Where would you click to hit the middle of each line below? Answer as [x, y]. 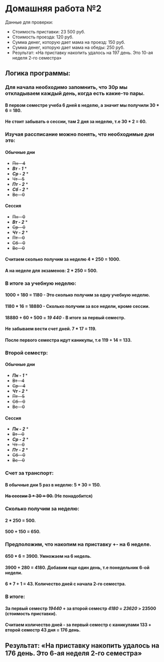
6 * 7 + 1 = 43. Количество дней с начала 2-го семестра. [66, 584]
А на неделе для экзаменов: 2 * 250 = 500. [51, 271]
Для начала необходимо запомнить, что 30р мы [66, 88]
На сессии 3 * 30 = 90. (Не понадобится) [49, 496]
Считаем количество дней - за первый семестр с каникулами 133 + [78, 625]
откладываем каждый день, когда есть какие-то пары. [75, 93]
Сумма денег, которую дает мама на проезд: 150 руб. [69, 42]
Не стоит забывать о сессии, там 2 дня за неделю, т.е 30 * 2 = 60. [76, 121]
